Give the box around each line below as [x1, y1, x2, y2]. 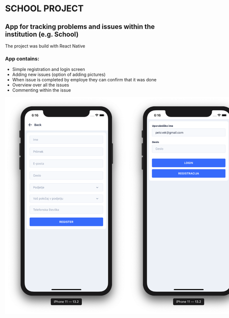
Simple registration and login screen [12, 67, 85, 73]
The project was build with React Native [5, 43, 86, 49]
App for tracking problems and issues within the [5, 23, 155, 31]
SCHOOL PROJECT [5, 3, 84, 14]
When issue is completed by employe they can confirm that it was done [12, 77, 157, 83]
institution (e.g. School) [5, 30, 79, 38]
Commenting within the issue [12, 87, 71, 93]
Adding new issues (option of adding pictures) [12, 72, 106, 77]
